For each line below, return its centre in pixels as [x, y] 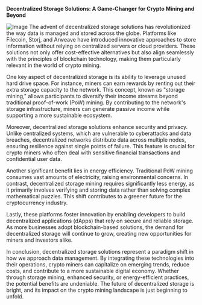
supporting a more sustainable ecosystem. [59, 115]
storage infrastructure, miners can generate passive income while [88, 109]
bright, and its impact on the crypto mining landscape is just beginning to [97, 290]
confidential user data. [34, 159]
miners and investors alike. [39, 240]
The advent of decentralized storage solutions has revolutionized [110, 27]
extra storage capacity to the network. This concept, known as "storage [96, 90]
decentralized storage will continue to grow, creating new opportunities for [99, 234]
